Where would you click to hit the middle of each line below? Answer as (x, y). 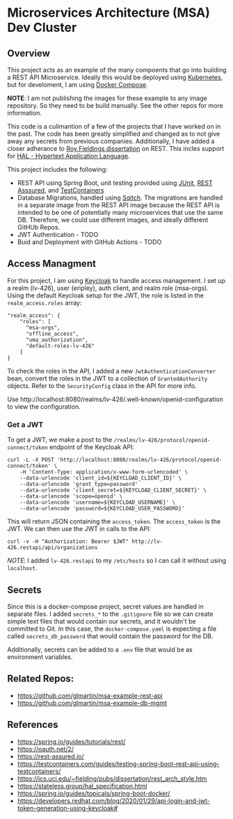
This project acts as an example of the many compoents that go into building (117, 70)
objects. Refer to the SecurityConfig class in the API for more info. (102, 386)
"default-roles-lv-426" (60, 346)
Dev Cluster (42, 27)
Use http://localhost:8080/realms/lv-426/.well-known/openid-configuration (115, 399)
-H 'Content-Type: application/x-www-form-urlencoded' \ (104, 472)
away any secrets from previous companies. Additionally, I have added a (111, 141)
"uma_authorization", (57, 340)
